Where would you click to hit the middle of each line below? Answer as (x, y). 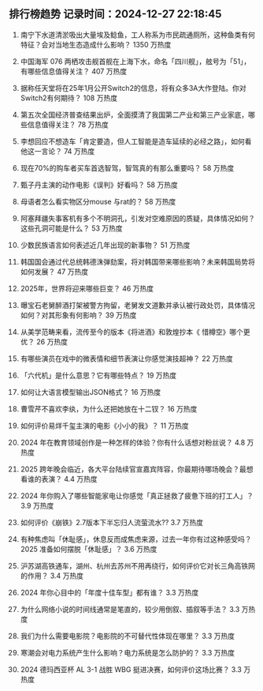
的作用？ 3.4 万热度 (52, 576)
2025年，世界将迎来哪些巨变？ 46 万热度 (87, 288)
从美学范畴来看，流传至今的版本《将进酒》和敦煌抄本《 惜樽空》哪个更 (135, 332)
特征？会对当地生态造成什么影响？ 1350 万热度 (96, 44)
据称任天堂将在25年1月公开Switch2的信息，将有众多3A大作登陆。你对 (133, 88)
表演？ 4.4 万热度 (69, 479)
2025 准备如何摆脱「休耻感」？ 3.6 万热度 (89, 549)
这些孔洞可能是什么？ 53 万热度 (71, 228)
